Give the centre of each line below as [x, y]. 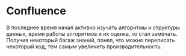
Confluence [36, 11]
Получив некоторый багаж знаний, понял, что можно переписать [91, 40]
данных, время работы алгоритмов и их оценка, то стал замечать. [92, 33]
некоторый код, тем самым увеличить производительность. [84, 46]
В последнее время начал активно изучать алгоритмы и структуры [93, 27]
